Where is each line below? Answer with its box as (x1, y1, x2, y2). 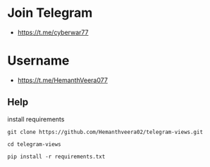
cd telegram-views (7, 140, 61, 148)
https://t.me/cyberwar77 (17, 28, 89, 36)
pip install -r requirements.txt (7, 153, 106, 160)
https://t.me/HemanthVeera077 (17, 76, 108, 84)
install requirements (7, 114, 65, 123)
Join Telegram (7, 5, 93, 21)
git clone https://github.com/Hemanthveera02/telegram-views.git (7, 128, 203, 135)
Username (7, 53, 70, 69)
